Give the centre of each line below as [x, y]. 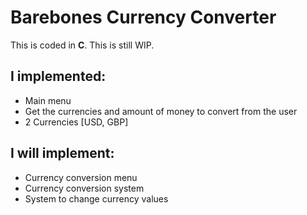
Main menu [48, 100]
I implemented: [58, 76]
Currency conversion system [84, 188]
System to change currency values [96, 198]
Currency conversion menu [81, 177]
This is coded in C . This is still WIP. [82, 45]
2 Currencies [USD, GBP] [76, 122]
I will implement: [62, 153]
